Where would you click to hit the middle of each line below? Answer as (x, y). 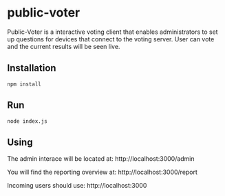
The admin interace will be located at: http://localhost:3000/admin (101, 159)
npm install (24, 84)
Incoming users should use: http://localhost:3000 (77, 186)
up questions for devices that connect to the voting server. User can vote (111, 39)
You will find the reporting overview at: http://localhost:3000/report (103, 172)
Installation (32, 68)
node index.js (28, 121)
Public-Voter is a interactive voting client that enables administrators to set (112, 32)
